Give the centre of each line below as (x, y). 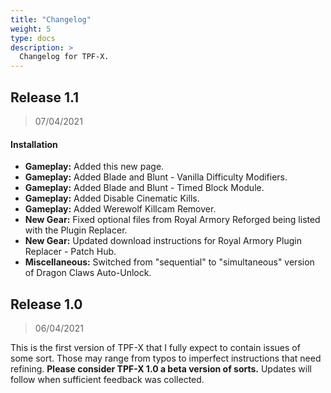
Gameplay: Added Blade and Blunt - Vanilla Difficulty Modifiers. (156, 177)
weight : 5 (31, 29)
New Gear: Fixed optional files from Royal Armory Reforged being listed (172, 220)
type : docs (33, 38)
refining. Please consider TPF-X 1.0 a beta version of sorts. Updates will (161, 368)
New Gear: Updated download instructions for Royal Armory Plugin (163, 241)
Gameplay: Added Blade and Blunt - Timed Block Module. (144, 188)
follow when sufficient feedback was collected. (107, 379)
